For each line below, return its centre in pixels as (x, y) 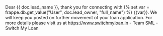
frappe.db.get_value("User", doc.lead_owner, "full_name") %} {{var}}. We (81, 12)
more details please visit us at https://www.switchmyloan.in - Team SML (80, 23)
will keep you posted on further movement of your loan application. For (79, 18)
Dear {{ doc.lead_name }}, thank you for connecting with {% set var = (77, 7)
